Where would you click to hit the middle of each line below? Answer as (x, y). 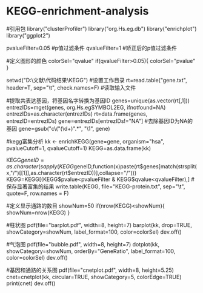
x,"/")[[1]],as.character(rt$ (39, 173)
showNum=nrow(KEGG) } (38, 212)
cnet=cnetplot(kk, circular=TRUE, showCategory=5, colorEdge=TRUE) (94, 277)
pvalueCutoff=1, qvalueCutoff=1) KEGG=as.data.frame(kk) (79, 148)
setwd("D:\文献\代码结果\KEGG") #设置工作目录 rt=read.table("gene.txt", (97, 80)
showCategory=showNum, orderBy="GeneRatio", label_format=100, (91, 251)
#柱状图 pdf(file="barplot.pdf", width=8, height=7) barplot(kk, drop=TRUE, (99, 225)
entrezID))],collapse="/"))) (104, 173)
